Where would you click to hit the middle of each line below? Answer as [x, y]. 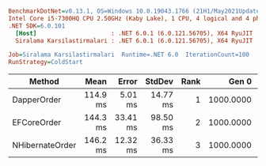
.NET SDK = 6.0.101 [37, 26]
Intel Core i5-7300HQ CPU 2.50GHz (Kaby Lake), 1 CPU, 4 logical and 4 [129, 18]
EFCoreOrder [37, 123]
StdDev [160, 81]
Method [44, 81]
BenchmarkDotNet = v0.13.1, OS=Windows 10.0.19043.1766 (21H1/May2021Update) [136, 11]
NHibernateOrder [44, 145]
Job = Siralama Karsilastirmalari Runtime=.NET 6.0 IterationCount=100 [129, 55]
